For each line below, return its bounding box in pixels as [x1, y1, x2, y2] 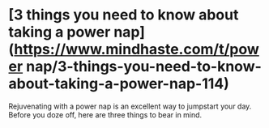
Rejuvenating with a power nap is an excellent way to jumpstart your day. [8, 101, 252, 111]
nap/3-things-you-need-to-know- [25, 58, 262, 76]
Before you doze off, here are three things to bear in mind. [8, 109, 203, 119]
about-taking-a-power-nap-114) [8, 75, 229, 93]
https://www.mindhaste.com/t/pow [14, 41, 259, 58]
